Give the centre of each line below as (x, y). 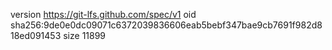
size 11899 (85, 35)
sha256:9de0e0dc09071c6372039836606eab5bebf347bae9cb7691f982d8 (166, 25)
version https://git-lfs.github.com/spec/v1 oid (103, 14)
